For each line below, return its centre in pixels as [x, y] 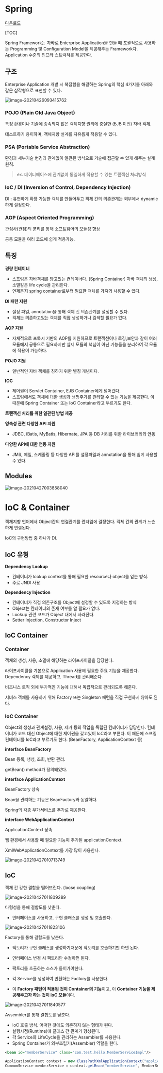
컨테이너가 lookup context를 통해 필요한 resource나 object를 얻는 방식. [80, 577]
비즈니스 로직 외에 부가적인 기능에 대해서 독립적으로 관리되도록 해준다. [71, 687]
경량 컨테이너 [17, 268]
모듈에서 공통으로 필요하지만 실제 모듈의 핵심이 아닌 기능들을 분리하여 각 [80, 344]
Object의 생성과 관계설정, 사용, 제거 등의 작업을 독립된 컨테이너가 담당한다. [76, 727]
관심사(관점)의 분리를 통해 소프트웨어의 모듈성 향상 [53, 229]
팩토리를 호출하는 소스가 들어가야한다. [48, 968]
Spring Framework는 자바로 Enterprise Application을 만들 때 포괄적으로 [74, 43]
